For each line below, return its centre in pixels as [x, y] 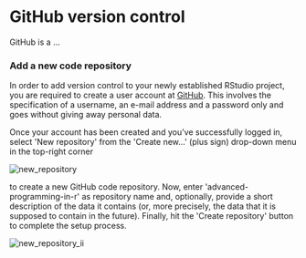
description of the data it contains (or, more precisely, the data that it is [143, 206]
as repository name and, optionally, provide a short [178, 197]
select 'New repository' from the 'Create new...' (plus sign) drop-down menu [153, 142]
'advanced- [227, 187]
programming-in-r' [45, 197]
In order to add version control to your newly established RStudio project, [147, 86]
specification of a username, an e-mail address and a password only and [147, 105]
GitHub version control [97, 17]
